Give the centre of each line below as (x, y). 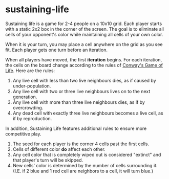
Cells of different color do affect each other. (59, 149)
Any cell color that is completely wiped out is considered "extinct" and (87, 154)
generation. (25, 97)
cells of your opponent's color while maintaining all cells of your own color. (84, 34)
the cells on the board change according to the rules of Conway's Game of (84, 65)
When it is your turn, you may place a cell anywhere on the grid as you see (84, 44)
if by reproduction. (32, 118)
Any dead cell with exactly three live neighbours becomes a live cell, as (88, 113)
